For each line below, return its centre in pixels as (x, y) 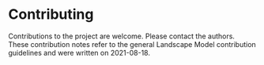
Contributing (51, 14)
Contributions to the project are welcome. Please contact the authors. (122, 36)
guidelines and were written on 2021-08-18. (79, 52)
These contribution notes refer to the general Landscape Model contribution (132, 44)
